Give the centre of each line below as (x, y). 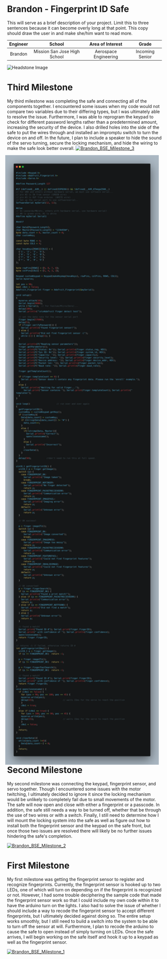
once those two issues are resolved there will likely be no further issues (80, 831)
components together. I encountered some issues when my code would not (83, 107)
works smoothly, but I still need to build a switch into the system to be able (83, 921)
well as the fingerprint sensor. (37, 942)
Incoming (145, 51)
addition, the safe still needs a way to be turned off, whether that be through (84, 810)
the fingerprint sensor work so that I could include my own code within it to (83, 900)
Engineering (106, 56)
